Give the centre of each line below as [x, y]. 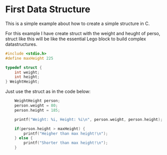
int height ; [27, 77]
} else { [24, 138]
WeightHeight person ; [37, 101]
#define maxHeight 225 [29, 58]
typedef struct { [24, 67]
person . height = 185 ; [37, 110]
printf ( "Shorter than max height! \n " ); [66, 143]
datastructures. [21, 44]
